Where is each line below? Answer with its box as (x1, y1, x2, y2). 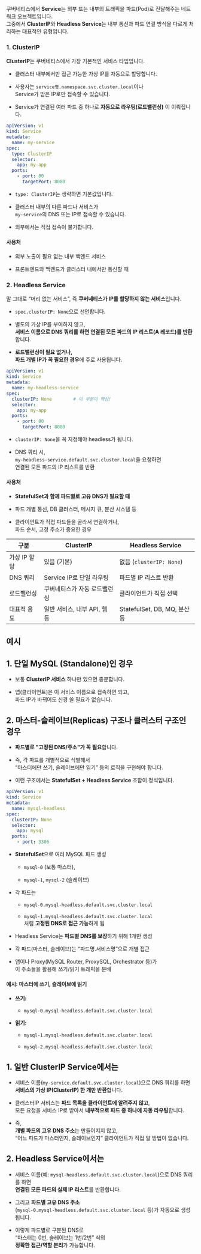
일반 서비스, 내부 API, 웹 (44, 605, 108, 613)
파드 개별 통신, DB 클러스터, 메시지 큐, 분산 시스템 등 (14, 505, 137, 513)
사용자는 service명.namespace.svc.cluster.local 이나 (14, 83, 144, 90)
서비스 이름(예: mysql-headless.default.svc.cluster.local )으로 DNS (14, 1170, 182, 1178)
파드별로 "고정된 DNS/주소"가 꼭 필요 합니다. (14, 744, 118, 751)
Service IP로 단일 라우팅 (44, 573, 109, 582)
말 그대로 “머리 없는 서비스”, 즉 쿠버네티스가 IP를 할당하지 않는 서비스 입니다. (6, 295, 182, 302)
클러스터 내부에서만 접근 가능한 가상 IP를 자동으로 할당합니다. (14, 70, 157, 78)
